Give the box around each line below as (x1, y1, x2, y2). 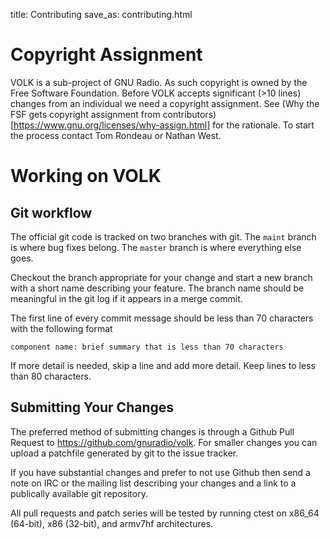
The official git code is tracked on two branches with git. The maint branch (10, 230, 317, 243)
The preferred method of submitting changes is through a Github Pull (10, 425, 295, 438)
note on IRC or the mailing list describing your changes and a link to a (10, 477, 297, 489)
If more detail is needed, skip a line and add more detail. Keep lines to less (10, 359, 316, 371)
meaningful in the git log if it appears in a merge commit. (10, 292, 243, 304)
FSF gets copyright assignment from (10, 108, 161, 120)
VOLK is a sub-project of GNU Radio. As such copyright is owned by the (10, 76, 308, 88)
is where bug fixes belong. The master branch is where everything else (10, 241, 302, 253)
